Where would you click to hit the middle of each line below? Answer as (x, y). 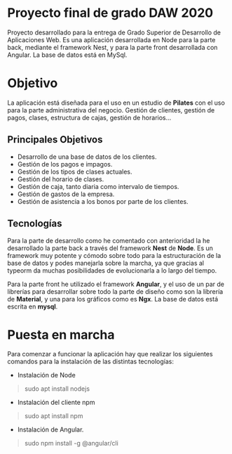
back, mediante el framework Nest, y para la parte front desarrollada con (112, 47)
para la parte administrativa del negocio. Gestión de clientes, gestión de (111, 110)
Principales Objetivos (55, 140)
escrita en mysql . (33, 306)
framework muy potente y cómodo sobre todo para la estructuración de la (114, 255)
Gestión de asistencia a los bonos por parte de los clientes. (103, 201)
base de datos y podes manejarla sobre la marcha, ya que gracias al (106, 263)
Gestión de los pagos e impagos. (65, 164)
